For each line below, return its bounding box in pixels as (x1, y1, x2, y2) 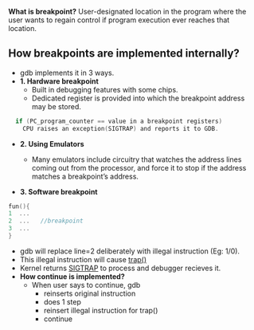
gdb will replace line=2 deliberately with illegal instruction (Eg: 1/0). (19, 246, 240, 256)
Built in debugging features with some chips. (31, 84, 178, 94)
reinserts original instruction (43, 289, 136, 298)
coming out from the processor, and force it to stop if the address (31, 163, 247, 172)
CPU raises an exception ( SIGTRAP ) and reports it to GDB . (22, 124, 219, 132)
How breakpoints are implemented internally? (8, 47, 240, 61)
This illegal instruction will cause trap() (19, 254, 147, 264)
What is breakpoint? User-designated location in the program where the (8, 7, 247, 16)
